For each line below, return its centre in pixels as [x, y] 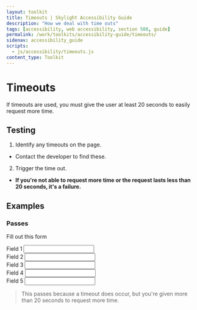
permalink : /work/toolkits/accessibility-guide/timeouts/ [81, 35]
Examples [25, 206]
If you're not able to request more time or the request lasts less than [103, 180]
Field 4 [15, 273]
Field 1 [14, 249]
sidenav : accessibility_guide [45, 40]
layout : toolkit [27, 12]
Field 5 [15, 281]
